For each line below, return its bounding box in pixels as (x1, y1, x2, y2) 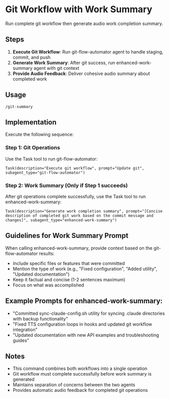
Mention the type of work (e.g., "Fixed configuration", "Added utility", (12, 266, 158, 272)
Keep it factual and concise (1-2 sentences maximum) (12, 276, 126, 282)
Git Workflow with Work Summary (5, 4, 153, 15)
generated (12, 376, 35, 383)
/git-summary (5, 104, 33, 109)
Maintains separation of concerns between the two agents (12, 382, 135, 388)
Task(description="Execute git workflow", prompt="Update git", (5, 166, 145, 171)
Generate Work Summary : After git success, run (12, 60, 116, 66)
